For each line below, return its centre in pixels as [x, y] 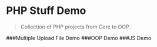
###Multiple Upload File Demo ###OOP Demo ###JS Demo [79, 38]
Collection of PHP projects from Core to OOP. [76, 27]
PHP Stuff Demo [46, 11]
